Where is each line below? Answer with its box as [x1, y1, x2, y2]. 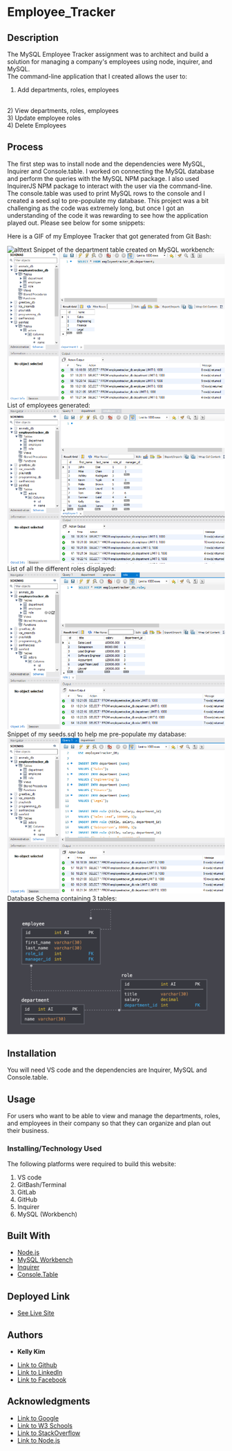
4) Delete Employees [7, 121, 67, 129]
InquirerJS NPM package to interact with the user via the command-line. [7, 182, 213, 190]
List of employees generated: [7, 401, 91, 410]
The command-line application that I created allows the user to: [7, 72, 188, 80]
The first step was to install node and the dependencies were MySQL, [7, 159, 206, 168]
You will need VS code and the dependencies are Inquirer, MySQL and [7, 1066, 207, 1075]
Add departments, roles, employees [17, 86, 119, 94]
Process [7, 141, 43, 153]
